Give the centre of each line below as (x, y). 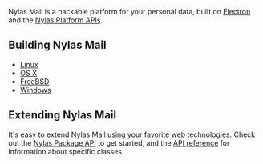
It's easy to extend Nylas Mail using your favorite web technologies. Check (132, 134)
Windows (35, 90)
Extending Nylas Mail (63, 115)
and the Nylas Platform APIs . (55, 20)
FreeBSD (34, 81)
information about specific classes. (66, 151)
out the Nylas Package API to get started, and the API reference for (119, 142)
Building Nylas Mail (57, 45)
